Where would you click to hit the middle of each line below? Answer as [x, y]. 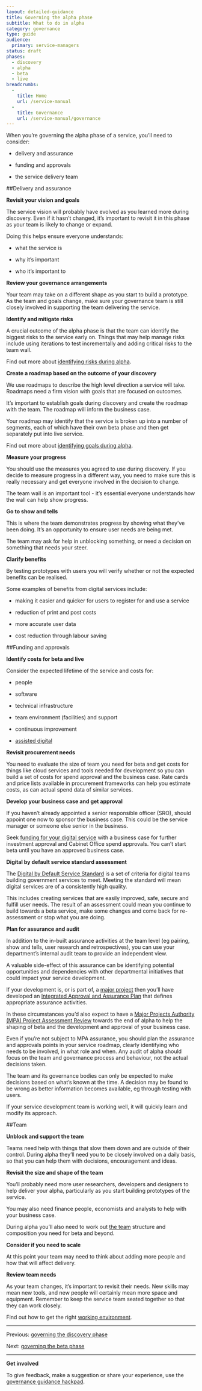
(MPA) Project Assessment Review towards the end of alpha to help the [94, 1021]
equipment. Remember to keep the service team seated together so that [96, 1299]
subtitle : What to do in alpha [45, 23]
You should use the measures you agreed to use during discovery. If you [96, 469]
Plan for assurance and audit [43, 929]
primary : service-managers [45, 46]
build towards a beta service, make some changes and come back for [93, 911]
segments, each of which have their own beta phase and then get [87, 428]
